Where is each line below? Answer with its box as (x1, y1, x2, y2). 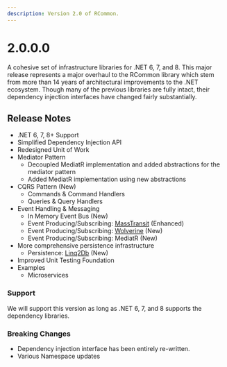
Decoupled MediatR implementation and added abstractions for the (27, 160, 221, 169)
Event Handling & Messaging (17, 205, 100, 213)
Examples (17, 264, 46, 272)
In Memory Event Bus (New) (27, 212, 109, 221)
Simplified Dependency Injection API (17, 138, 122, 146)
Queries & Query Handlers (27, 197, 103, 205)
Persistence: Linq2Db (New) (27, 249, 109, 257)
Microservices (27, 271, 69, 280)
